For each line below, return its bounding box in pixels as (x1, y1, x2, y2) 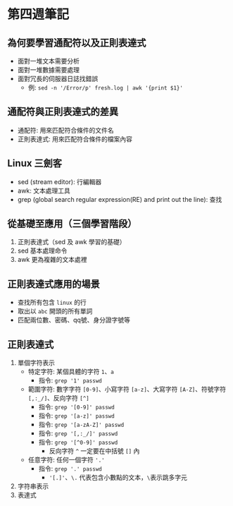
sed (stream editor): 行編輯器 (17, 177, 102, 186)
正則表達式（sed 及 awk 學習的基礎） (17, 238, 126, 246)
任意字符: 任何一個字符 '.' (27, 456, 105, 464)
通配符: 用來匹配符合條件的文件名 (17, 126, 114, 134)
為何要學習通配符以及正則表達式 (7, 37, 146, 49)
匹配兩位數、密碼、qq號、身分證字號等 (17, 315, 130, 325)
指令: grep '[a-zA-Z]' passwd (38, 421, 125, 429)
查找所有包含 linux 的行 (17, 298, 87, 307)
